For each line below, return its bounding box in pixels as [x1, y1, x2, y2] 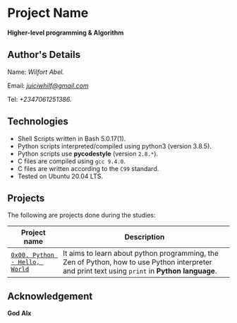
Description [124, 232, 165, 242]
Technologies [7, 115, 69, 128]
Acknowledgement [7, 290, 93, 302]
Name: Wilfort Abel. [7, 67, 65, 76]
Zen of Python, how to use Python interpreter [62, 257, 213, 267]
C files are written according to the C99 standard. [17, 164, 159, 172]
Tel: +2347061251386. [7, 95, 72, 103]
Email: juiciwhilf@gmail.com [7, 81, 89, 90]
